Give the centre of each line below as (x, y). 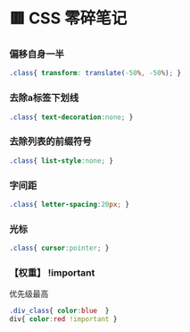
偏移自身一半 (37, 55)
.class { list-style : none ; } (62, 161)
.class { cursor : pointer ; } (59, 248)
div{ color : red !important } (63, 319)
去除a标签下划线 (44, 98)
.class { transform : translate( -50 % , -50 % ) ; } (95, 73)
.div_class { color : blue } (59, 311)
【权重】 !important (52, 272)
